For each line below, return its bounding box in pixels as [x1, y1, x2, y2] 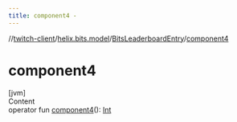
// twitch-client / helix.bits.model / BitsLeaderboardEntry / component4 [8, 33, 229, 43]
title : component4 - [8, 11, 78, 20]
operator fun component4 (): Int [8, 104, 112, 114]
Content [8, 96, 35, 106]
